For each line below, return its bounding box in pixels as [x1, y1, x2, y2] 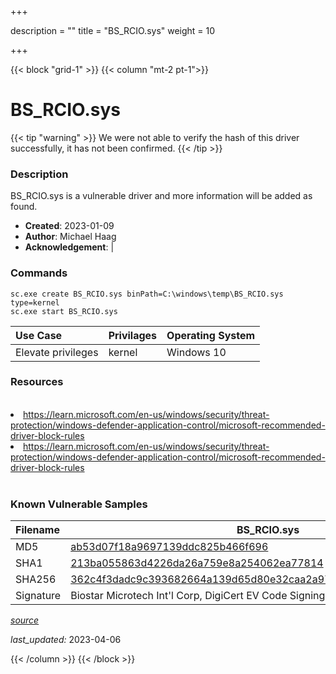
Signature [15, 589, 62, 603]
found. [10, 201, 38, 213]
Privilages [108, 328, 158, 342]
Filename [15, 523, 60, 537]
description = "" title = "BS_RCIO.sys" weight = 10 [10, 25, 216, 36]
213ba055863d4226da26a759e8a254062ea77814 [70, 556, 324, 570]
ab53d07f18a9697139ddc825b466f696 [70, 540, 269, 554]
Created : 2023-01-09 [24, 220, 115, 232]
